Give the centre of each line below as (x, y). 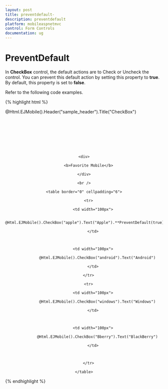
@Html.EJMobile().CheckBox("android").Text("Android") (97, 257)
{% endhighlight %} (25, 381)
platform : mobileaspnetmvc (33, 24)
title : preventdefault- (30, 15)
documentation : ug (24, 33)
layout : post (19, 10)
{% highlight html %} (27, 102)
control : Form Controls (30, 29)
